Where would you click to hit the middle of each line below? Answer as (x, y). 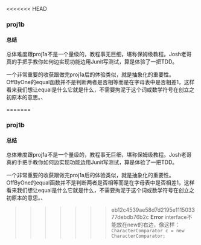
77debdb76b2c (130, 217)
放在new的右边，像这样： (148, 225)
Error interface (168, 217)
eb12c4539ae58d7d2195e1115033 (153, 210)
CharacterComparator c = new (148, 231)
